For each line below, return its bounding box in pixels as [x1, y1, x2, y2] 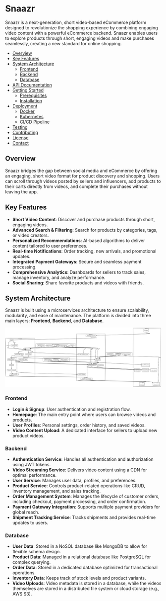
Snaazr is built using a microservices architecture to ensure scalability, [5, 307, 150, 313]
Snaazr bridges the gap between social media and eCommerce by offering [5, 168, 158, 173]
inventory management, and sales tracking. [12, 488, 101, 494]
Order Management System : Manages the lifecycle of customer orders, [12, 493, 160, 499]
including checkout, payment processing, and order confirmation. [12, 498, 147, 505]
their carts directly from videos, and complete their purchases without [5, 183, 148, 189]
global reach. [12, 509, 40, 515]
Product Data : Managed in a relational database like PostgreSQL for [12, 554, 151, 560]
